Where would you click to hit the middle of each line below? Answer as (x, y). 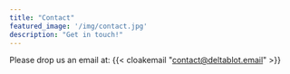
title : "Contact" (42, 18)
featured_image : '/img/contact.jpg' (78, 26)
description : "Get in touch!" (67, 34)
